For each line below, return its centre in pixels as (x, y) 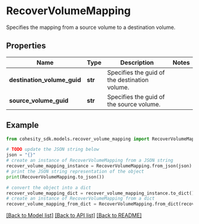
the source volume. (134, 104)
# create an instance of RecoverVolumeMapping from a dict (81, 199)
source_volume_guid (39, 100)
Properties (26, 46)
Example (23, 125)
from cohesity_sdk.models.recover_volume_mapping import (78, 139)
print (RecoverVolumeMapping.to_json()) (55, 177)
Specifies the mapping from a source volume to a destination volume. (91, 27)
